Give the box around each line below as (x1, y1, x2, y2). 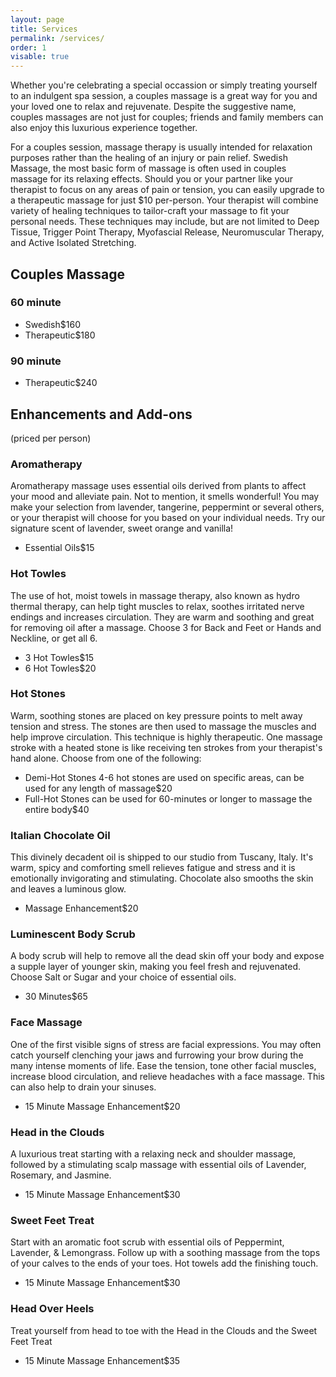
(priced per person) (10, 432, 92, 444)
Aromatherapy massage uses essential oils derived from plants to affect (10, 480, 307, 492)
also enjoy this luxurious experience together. (10, 122, 198, 134)
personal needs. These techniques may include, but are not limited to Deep (10, 216, 320, 228)
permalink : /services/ (10, 33, 105, 43)
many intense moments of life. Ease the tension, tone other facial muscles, (10, 1059, 317, 1071)
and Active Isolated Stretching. (10, 237, 137, 249)
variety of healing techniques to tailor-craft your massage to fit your (10, 205, 290, 217)
